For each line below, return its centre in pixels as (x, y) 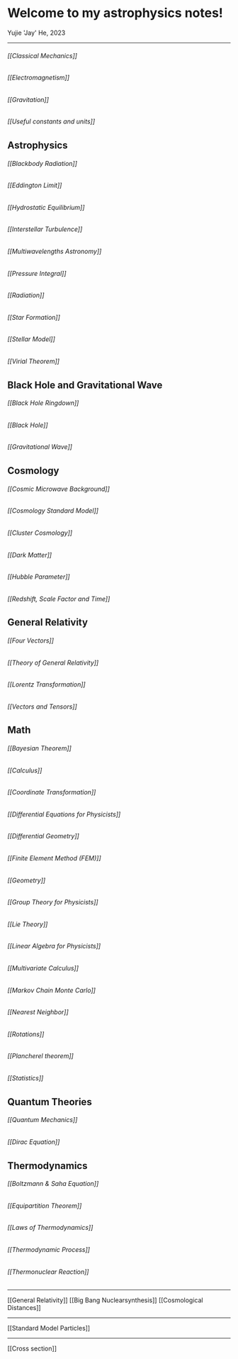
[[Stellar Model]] (31, 339)
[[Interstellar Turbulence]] (45, 229)
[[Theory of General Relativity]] (53, 662)
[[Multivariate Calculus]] (43, 968)
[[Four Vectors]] (31, 640)
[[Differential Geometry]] (43, 836)
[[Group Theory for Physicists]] (53, 902)
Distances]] (24, 1308)
